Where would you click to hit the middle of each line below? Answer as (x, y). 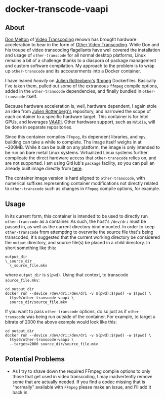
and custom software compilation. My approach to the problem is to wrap (80, 66)
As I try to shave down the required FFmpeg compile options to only (81, 371)
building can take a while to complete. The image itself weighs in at (73, 142)
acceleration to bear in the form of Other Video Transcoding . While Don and (82, 45)
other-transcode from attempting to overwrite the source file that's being (79, 232)
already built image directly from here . (44, 168)
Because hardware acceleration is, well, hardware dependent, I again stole (81, 106)
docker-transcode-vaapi (57, 9)
